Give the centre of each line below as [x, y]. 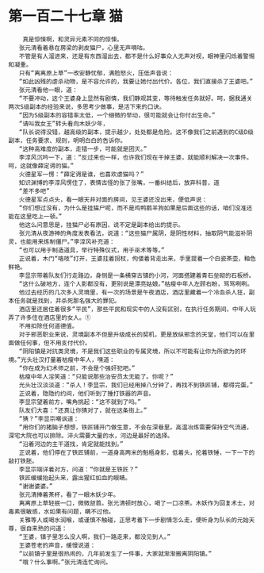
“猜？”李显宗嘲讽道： [49, 419]
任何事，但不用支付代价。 [55, 343]
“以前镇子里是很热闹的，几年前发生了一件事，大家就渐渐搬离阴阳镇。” [115, 554]
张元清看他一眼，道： [48, 90]
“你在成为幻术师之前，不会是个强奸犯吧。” [77, 368]
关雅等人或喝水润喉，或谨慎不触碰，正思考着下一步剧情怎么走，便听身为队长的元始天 [137, 520]
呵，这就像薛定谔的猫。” [41, 166]
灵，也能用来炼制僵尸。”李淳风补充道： [62, 242]
